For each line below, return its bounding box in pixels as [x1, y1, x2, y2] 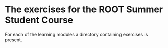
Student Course [5, 14, 74, 26]
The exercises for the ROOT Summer [5, 4, 163, 15]
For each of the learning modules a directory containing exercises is [5, 31, 148, 37]
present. [5, 37, 22, 43]
